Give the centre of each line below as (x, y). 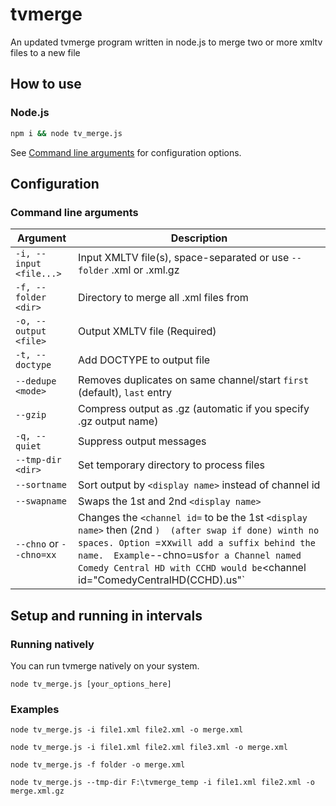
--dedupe (36, 381)
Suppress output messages (142, 441)
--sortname (41, 485)
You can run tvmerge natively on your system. (105, 665)
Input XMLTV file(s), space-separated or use (184, 258)
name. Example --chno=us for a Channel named (190, 555)
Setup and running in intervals (106, 615)
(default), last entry (125, 393)
